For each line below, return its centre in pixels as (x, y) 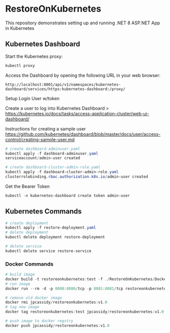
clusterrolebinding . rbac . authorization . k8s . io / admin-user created (77, 177)
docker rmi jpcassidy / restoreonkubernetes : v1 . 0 (56, 302)
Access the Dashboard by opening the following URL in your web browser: (83, 75)
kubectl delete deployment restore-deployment (55, 237)
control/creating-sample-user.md (40, 139)
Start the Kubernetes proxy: (34, 56)
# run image (18, 284)
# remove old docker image (34, 298)
